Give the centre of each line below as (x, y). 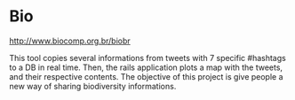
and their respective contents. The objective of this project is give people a (146, 76)
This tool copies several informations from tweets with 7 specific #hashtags (147, 58)
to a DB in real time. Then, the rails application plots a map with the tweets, (146, 67)
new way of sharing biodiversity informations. (93, 86)
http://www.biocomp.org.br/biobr (70, 41)
